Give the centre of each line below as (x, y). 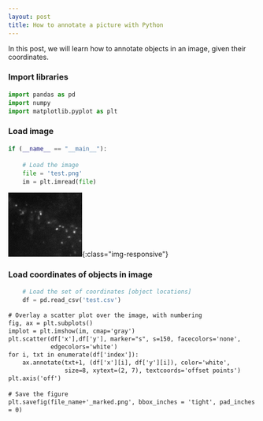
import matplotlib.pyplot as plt (63, 111)
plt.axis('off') (35, 378)
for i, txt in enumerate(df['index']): (74, 355)
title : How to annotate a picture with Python (86, 25)
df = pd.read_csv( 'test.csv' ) (72, 300)
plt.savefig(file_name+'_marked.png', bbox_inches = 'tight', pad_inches (132, 402)
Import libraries (38, 77)
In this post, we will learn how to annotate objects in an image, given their (127, 48)
